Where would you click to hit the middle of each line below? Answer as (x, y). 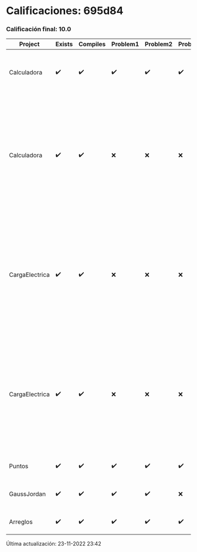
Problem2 (159, 44)
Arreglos (21, 522)
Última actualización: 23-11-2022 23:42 (54, 544)
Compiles (92, 44)
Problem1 (125, 44)
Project (29, 44)
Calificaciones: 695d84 (65, 11)
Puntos (19, 466)
